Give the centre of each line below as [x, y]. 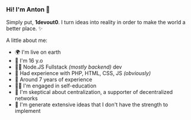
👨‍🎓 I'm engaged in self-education [55, 86]
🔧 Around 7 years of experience [54, 80]
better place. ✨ [25, 28]
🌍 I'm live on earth [38, 52]
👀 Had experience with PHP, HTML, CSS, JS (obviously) [83, 73]
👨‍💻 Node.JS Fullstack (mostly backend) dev [68, 67]
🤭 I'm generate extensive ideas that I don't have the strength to [91, 105]
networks [26, 98]
